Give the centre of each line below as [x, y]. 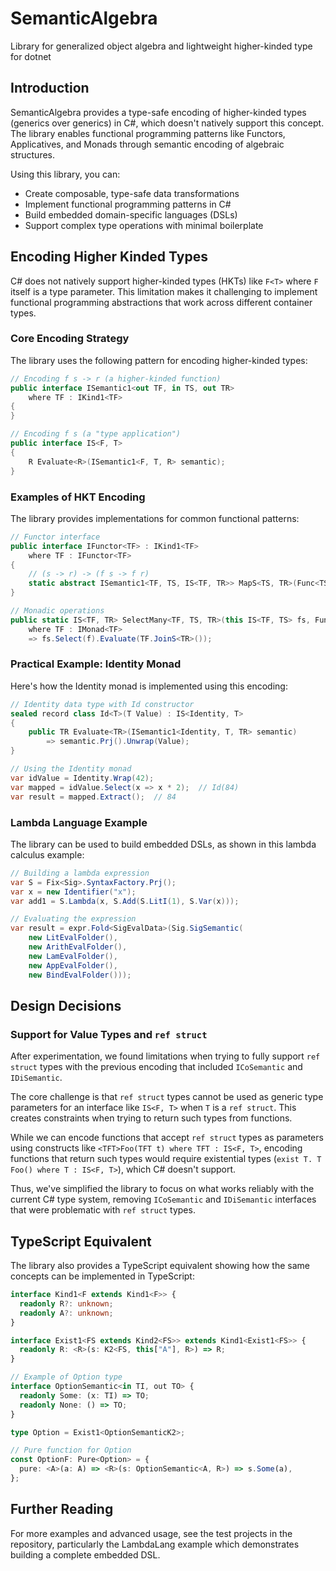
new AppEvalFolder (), [73, 965]
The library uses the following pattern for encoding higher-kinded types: [159, 360]
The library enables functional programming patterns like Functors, [148, 133]
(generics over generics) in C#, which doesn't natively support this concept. [167, 123]
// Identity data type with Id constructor [102, 704]
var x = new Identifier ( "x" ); [73, 892]
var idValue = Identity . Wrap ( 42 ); [82, 778]
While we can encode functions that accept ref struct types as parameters [167, 1138]
